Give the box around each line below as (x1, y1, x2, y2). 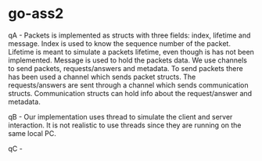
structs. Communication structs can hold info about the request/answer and (8, 88, 253, 98)
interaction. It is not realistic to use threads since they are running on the (8, 120, 242, 130)
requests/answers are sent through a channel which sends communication (8, 80, 249, 90)
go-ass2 (8, 5, 64, 23)
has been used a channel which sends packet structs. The (8, 72, 196, 81)
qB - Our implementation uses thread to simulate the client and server (8, 112, 233, 121)
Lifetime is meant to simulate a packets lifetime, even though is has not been (8, 47, 254, 56)
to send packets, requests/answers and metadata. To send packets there (8, 63, 244, 73)
